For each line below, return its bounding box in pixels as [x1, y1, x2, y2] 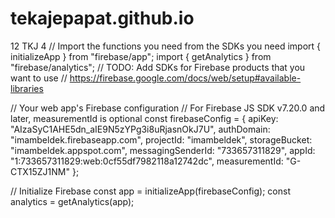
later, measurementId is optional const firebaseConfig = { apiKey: [10, 112, 279, 124]
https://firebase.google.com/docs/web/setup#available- [69, 72, 302, 84]
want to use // [10, 72, 68, 84]
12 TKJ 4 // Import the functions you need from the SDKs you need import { [10, 40, 322, 52]
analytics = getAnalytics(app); [10, 195, 135, 207]
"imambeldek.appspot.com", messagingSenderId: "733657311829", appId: [10, 144, 316, 156]
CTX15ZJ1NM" [10, 165, 71, 177]
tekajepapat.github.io [10, 7, 195, 30]
